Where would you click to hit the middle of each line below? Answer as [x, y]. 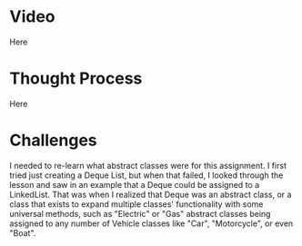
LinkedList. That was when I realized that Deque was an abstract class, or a [151, 194]
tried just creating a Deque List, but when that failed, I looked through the [146, 175]
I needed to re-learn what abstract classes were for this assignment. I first [148, 165]
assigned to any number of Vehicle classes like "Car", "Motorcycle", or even [151, 223]
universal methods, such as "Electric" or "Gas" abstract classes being [140, 213]
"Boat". [23, 232]
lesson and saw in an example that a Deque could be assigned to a [135, 184]
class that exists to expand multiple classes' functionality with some [136, 204]
